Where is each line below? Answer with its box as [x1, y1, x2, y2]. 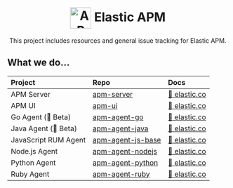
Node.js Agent [11, 146, 58, 156]
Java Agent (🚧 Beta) [11, 123, 77, 133]
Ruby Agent [11, 169, 50, 179]
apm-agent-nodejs [92, 146, 158, 156]
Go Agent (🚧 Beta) [11, 112, 72, 122]
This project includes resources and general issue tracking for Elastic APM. [9, 36, 227, 45]
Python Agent [11, 158, 56, 168]
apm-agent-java [92, 123, 149, 133]
